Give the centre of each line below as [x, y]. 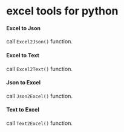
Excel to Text [23, 55]
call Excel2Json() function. [39, 42]
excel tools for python [62, 11]
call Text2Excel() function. [39, 123]
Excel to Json [24, 28]
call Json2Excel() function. [39, 96]
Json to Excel [24, 83]
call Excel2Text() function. [39, 69]
